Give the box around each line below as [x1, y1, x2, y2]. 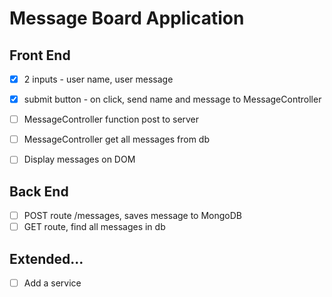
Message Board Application [9, 7, 245, 30]
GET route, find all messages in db [23, 221, 166, 233]
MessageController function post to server [23, 113, 200, 126]
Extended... [9, 250, 84, 267]
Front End [9, 47, 71, 64]
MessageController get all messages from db [23, 133, 210, 146]
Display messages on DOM [23, 153, 136, 166]
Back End [9, 183, 69, 200]
